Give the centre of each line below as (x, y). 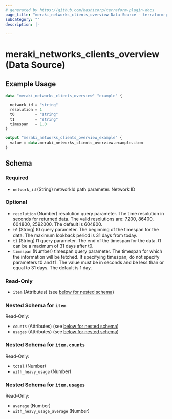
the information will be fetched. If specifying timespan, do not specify (86, 257)
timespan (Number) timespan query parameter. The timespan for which (87, 251)
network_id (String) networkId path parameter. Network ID (74, 189)
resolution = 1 (26, 110)
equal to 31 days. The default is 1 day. (52, 267)
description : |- (23, 24)
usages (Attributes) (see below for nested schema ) (66, 332)
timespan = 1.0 (28, 124)
